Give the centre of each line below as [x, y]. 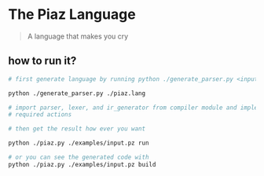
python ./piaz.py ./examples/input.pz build [82, 164]
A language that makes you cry [78, 36]
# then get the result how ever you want [77, 129]
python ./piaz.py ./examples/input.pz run [79, 143]
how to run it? [42, 61]
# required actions [40, 115]
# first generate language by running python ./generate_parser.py [121, 79]
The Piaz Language [72, 15]
